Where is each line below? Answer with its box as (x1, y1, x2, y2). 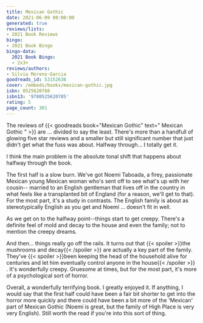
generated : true (6, 20, 47, 26)
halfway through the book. (6, 159, 73, 166)
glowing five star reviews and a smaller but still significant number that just (6, 134, 193, 141)
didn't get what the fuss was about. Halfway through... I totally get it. (6, 141, 178, 148)
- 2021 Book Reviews (6, 32, 59, 38)
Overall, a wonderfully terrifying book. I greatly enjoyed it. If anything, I (6, 284, 184, 291)
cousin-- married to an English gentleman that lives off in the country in (6, 183, 185, 191)
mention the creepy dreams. (6, 228, 77, 235)
